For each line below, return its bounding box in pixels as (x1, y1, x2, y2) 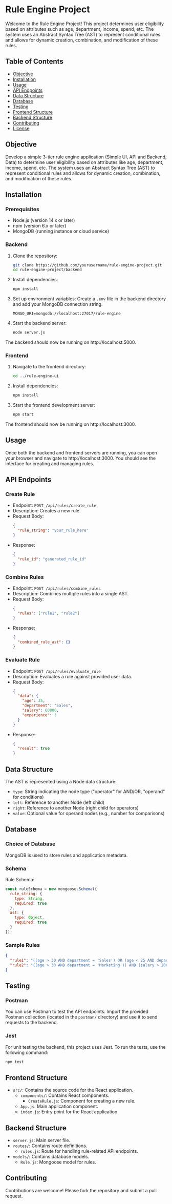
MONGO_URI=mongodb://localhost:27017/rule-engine (12, 311, 121, 316)
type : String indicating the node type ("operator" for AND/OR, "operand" (12, 788, 165, 795)
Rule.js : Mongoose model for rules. (20, 1159, 96, 1165)
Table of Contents (5, 57, 64, 66)
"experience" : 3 (22, 712, 57, 718)
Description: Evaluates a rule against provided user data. (12, 673, 132, 679)
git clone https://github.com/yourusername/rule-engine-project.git (12, 262, 162, 267)
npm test (5, 1059, 24, 1064)
